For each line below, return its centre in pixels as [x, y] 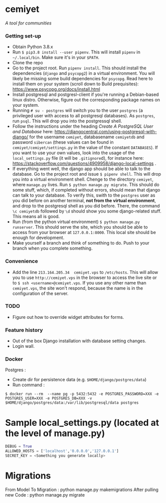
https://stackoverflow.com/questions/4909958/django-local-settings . [84, 164]
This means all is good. [36, 217]
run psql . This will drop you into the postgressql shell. [67, 121]
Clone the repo [28, 63]
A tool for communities [28, 23]
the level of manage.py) [55, 433]
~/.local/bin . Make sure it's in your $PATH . [56, 57]
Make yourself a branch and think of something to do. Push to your [81, 243]
